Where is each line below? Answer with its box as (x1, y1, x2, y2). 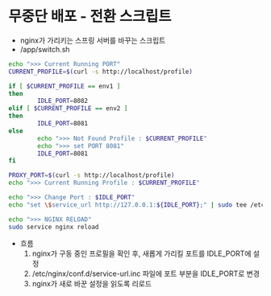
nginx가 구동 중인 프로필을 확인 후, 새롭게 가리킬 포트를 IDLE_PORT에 (31, 249, 252, 258)
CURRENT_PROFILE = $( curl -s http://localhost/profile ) (8, 68, 194, 76)
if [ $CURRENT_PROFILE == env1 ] (8, 82, 121, 90)
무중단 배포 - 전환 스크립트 (8, 7, 172, 26)
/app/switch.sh (19, 44, 70, 54)
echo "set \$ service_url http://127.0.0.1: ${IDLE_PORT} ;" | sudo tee (8, 200, 248, 209)
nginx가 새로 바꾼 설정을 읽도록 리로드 (31, 278, 152, 288)
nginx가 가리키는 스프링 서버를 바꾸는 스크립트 (19, 35, 166, 45)
